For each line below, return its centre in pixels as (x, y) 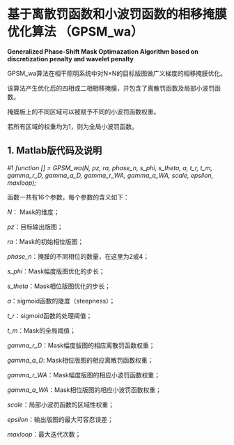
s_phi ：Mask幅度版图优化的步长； (56, 271)
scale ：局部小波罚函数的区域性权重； (61, 405)
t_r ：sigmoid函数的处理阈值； (50, 315)
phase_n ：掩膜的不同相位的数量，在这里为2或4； (78, 256)
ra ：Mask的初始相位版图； (46, 241)
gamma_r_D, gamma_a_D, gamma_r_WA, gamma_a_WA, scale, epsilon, (110, 175)
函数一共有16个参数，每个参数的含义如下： (69, 197)
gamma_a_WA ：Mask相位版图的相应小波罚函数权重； (84, 390)
